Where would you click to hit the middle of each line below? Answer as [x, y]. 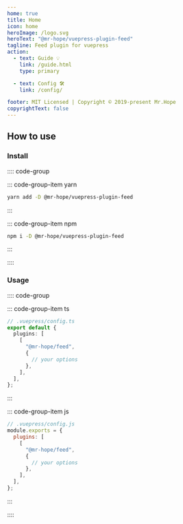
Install [18, 156]
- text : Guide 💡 [37, 58]
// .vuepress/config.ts [41, 321]
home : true [23, 13]
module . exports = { [35, 430]
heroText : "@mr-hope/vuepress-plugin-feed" [70, 39]
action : [18, 52]
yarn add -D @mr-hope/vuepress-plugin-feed [70, 197]
